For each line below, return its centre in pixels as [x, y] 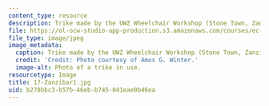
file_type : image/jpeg [46, 38]
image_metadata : [35, 45]
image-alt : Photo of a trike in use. [78, 68]
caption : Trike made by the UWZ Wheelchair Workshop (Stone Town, [128, 53]
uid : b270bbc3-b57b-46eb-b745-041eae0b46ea [82, 90]
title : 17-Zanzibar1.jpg [50, 82]
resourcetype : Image [43, 75]
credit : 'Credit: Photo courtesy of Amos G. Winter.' [107, 61]
